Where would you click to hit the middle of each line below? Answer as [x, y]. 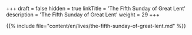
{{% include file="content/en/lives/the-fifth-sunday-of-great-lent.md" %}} [96, 26]
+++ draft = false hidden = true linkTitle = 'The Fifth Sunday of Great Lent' [96, 8]
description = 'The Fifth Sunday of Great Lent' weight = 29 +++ [83, 15]
